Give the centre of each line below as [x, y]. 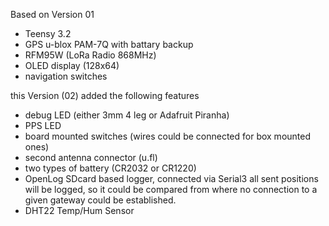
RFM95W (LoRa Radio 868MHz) [90, 55]
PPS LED [43, 125]
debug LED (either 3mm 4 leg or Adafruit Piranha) [127, 115]
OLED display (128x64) [72, 65]
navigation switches [66, 76]
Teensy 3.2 [48, 33]
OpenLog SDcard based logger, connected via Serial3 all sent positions [171, 178]
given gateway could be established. [100, 200]
